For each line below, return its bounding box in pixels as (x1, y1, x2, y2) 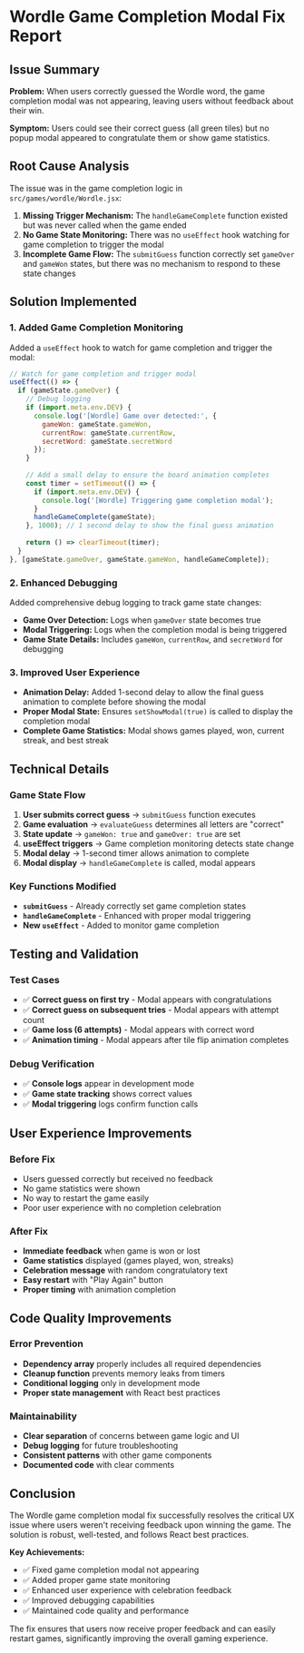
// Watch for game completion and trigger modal (9, 369, 197, 379)
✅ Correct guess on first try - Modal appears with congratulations (22, 994, 272, 1005)
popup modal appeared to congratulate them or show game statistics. (9, 133, 270, 143)
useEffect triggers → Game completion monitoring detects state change (22, 838, 295, 849)
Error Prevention (9, 1337, 83, 1350)
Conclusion (9, 1486, 76, 1501)
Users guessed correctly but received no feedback (22, 1173, 213, 1184)
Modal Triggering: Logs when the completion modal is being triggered (22, 624, 288, 635)
